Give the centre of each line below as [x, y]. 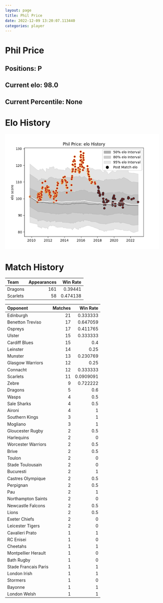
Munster [16, 356]
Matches [62, 308]
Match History [35, 267]
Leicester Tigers [23, 526]
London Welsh [21, 594]
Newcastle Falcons [26, 505]
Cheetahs [17, 546]
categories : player [25, 26]
